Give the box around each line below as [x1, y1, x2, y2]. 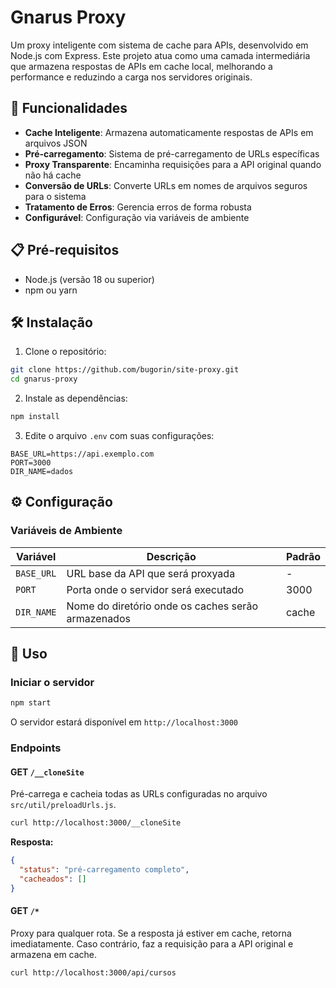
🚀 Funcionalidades [10, 100, 128, 117]
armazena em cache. [10, 948, 98, 960]
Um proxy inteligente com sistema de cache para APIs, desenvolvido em [10, 39, 309, 51]
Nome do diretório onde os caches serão [66, 599, 258, 613]
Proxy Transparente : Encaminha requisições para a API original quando [24, 158, 322, 170]
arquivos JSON [24, 137, 88, 149]
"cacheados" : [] [19, 874, 87, 884]
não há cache [24, 169, 82, 181]
